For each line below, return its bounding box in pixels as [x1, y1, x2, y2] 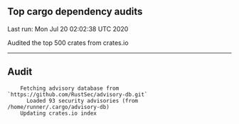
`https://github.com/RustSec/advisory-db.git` [7, 91, 148, 98]
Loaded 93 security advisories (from [26, 97, 139, 104]
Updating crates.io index [20, 110, 97, 117]
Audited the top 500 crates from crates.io [7, 38, 129, 47]
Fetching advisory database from [20, 85, 119, 92]
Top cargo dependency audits [7, 6, 143, 18]
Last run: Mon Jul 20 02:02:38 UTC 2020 [7, 24, 129, 33]
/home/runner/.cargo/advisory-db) [7, 103, 110, 110]
